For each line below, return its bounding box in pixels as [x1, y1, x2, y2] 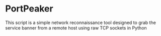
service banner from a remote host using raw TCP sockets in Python [5, 24, 147, 30]
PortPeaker [5, 3, 54, 14]
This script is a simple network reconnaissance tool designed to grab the [5, 19, 156, 25]
